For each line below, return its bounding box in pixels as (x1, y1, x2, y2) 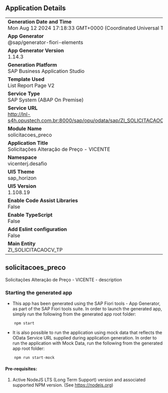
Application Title (7, 139, 48, 146)
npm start (14, 320, 35, 325)
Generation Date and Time (7, 18, 72, 25)
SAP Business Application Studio (7, 67, 85, 74)
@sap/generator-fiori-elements (7, 38, 83, 45)
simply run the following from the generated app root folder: (12, 311, 136, 317)
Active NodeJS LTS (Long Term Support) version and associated (12, 377, 146, 383)
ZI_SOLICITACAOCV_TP (7, 246, 63, 253)
